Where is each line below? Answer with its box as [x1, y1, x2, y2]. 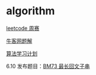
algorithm [6, 4, 55, 18]
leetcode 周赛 [6, 24, 40, 32]
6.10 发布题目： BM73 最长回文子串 [6, 62, 90, 70]
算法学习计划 [6, 49, 37, 57]
